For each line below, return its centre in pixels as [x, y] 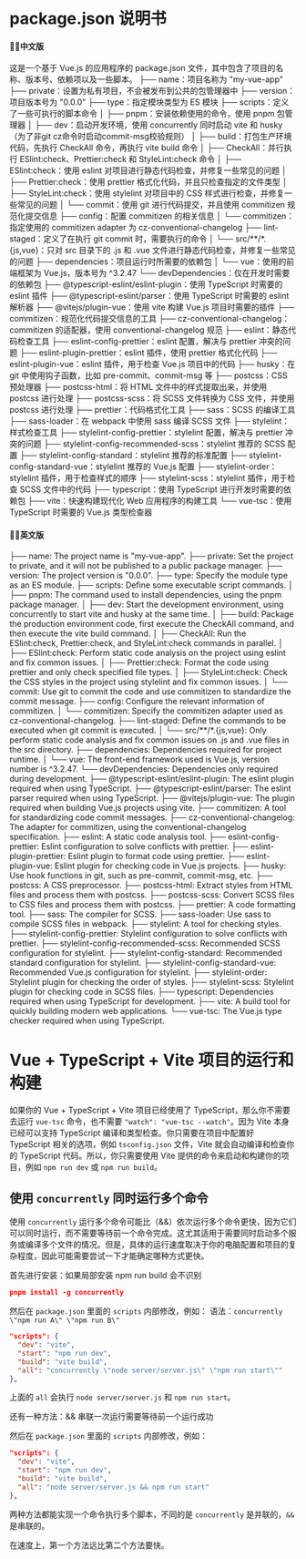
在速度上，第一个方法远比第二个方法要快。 [89, 1544]
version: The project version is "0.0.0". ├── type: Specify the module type [149, 575]
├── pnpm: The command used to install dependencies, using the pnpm [146, 594]
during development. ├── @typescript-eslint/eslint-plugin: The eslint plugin [152, 778]
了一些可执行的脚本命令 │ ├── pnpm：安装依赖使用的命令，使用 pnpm [142, 114]
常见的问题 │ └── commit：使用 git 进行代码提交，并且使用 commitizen [151, 205]
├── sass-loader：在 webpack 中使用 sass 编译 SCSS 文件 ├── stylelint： [149, 421]
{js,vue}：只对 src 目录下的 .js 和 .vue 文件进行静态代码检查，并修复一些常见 [153, 251]
